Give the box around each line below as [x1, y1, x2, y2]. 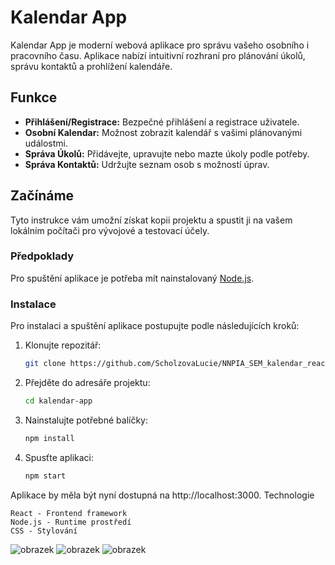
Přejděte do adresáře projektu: [24, 377, 151, 389]
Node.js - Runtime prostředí [10, 517, 132, 527]
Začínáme [10, 187, 75, 205]
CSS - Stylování [10, 526, 78, 536]
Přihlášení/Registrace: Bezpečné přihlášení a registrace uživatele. [24, 116, 300, 128]
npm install [24, 433, 75, 443]
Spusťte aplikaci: [24, 451, 95, 463]
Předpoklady [10, 249, 75, 263]
